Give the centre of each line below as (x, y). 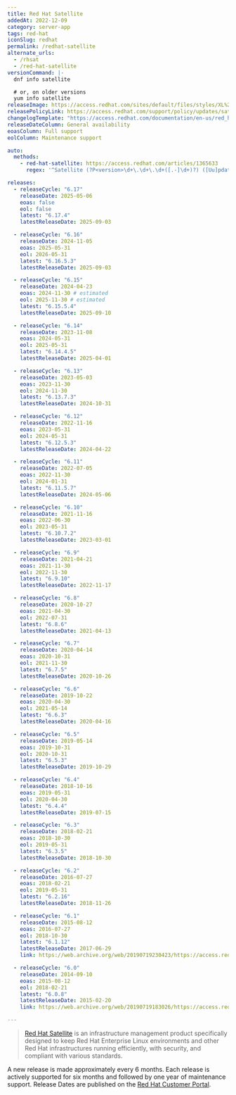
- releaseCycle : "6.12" (48, 417)
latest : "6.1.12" (45, 942)
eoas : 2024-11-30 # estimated (64, 293)
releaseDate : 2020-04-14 (56, 650)
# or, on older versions (50, 92)
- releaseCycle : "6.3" (47, 825)
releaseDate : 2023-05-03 (56, 377)
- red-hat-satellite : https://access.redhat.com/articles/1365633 (119, 164)
